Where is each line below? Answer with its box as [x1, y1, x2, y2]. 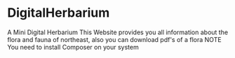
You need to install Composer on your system [7, 43, 139, 51]
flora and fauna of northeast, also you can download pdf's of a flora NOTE [7, 35, 222, 43]
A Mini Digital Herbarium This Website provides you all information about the [7, 28, 229, 36]
